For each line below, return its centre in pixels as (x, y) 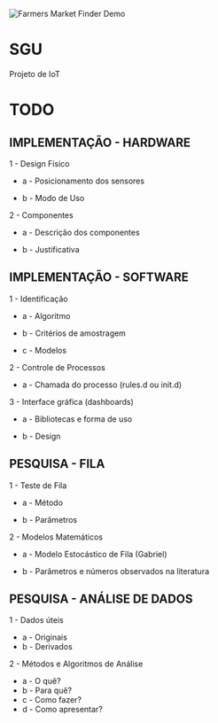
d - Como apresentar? (62, 710)
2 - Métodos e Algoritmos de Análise (76, 664)
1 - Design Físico (39, 163)
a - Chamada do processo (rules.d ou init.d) (102, 385)
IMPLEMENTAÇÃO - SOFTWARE (99, 278)
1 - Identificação (39, 299)
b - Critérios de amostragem (74, 333)
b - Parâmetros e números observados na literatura (116, 571)
